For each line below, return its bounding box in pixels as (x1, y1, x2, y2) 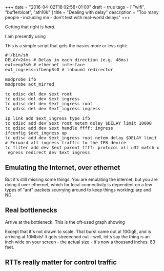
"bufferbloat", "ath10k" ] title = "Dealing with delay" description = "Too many (5, 9, 159, 15)
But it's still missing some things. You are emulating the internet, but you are (5, 176, 158, 182)
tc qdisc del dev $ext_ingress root (5, 101, 93, 106)
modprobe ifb (5, 77, 37, 82)
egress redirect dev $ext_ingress (7, 150, 90, 155)
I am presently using (5, 34, 46, 39)
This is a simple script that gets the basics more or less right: (5, 43, 128, 48)
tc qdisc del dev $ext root (5, 91, 72, 97)
